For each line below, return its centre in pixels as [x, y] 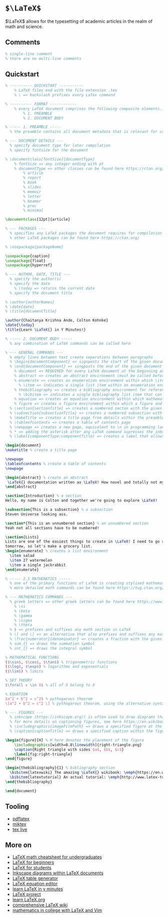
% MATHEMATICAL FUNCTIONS [32, 657]
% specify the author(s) [35, 279]
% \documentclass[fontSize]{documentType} [50, 159]
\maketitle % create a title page [41, 450]
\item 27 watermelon [31, 560]
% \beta [22, 611]
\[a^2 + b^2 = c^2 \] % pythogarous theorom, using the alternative [78, 703]
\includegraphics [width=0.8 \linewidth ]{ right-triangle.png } [78, 745]
